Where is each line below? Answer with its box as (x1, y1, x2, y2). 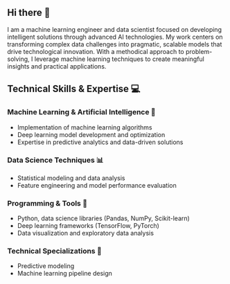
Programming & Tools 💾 (7, 198, 88, 208)
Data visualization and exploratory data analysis (17, 229, 154, 238)
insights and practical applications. (7, 62, 107, 70)
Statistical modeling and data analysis (17, 174, 125, 182)
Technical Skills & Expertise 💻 (7, 83, 141, 95)
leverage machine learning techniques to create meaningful (34, 55, 204, 63)
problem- (186, 47, 213, 55)
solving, (7, 55, 30, 63)
